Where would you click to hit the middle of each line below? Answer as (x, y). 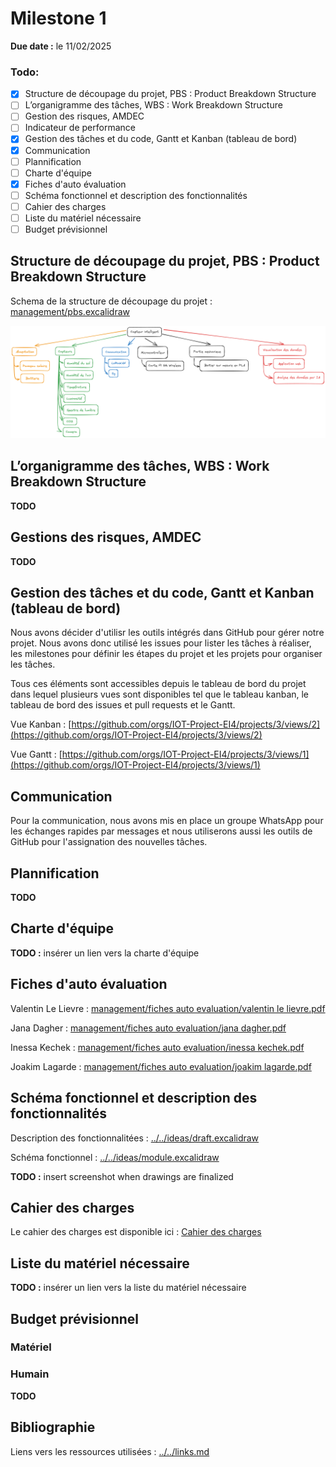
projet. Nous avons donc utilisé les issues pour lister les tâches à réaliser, (161, 643)
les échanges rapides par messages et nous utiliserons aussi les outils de (161, 831)
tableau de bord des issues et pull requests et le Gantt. (123, 705)
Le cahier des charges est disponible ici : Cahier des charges (136, 1232)
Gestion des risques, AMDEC (84, 116)
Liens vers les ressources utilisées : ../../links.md (110, 1451)
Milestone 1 (58, 18)
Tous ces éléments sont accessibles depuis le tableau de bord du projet (158, 684)
